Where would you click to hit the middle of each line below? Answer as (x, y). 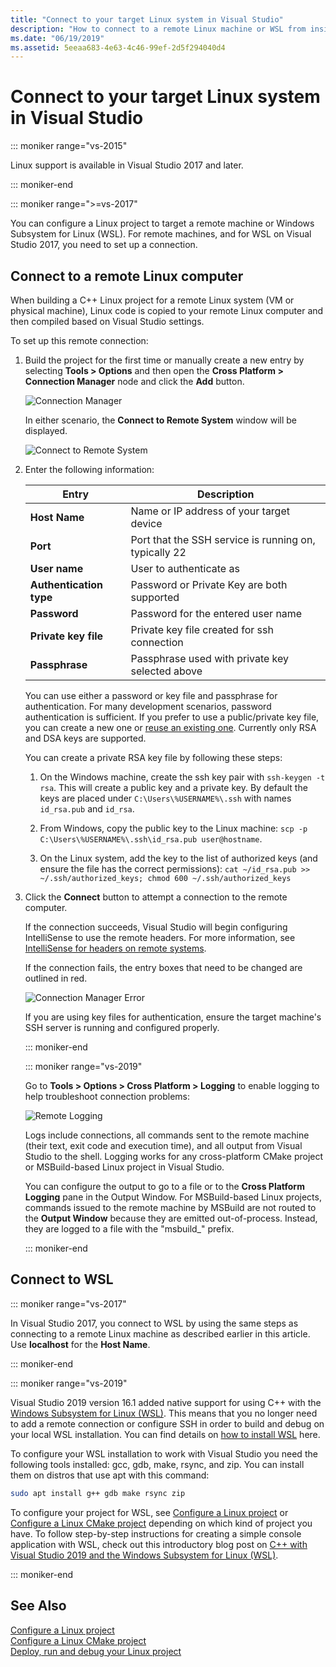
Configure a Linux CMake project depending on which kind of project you (161, 1523)
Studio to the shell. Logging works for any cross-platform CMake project (174, 1156)
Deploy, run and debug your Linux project (96, 1651)
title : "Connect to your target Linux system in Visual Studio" (147, 19)
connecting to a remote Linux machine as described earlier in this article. (160, 1333)
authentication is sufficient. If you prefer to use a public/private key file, (172, 717)
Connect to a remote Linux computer (127, 276)
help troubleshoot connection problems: (107, 1096)
